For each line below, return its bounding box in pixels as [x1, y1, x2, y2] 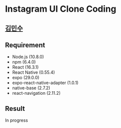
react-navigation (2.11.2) [12, 90, 61, 96]
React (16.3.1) [12, 64, 39, 70]
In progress [5, 117, 28, 123]
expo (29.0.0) [12, 75, 40, 81]
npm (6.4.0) [12, 59, 36, 65]
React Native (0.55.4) [12, 69, 55, 75]
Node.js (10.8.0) [12, 54, 44, 60]
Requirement [5, 41, 45, 49]
